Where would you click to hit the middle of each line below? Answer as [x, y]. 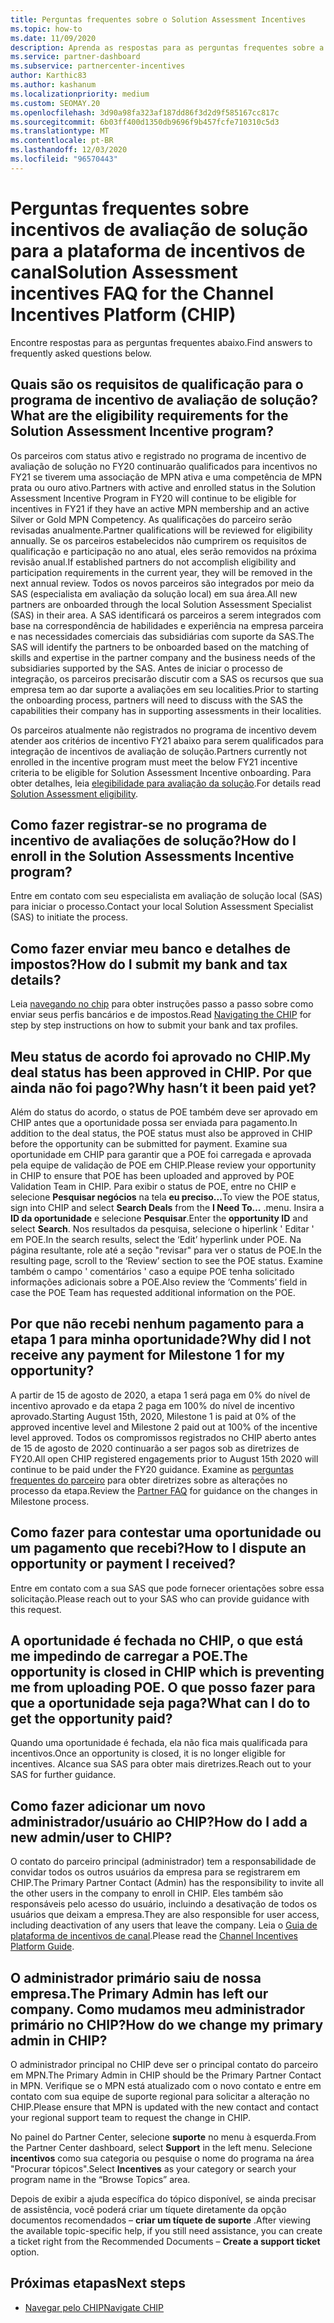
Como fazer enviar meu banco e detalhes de [151, 948]
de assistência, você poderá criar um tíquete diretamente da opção [148, 2209]
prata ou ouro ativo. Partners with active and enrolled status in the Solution [163, 487]
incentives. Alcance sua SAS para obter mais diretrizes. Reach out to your [161, 1764]
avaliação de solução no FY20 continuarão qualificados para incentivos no [164, 466]
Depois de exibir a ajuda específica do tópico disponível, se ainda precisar [163, 2199]
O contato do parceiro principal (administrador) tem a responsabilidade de [163, 1862]
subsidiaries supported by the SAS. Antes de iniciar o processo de [146, 668]
